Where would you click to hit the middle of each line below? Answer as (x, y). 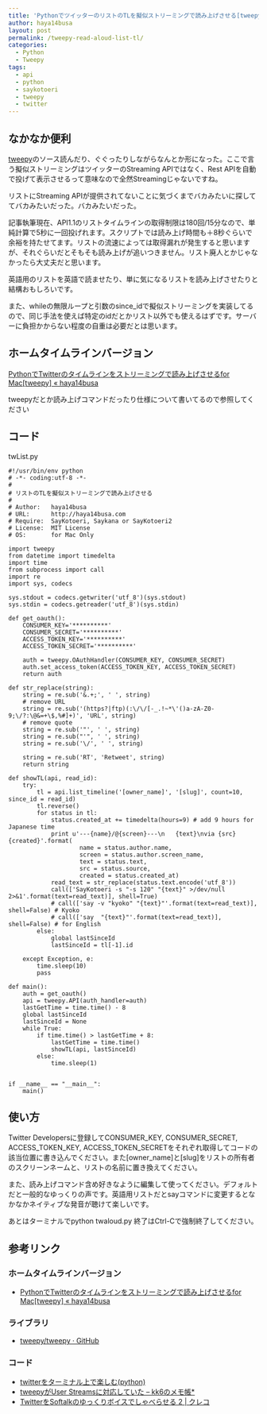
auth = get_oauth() (55, 994)
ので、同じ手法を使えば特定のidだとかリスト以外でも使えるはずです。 (122, 315)
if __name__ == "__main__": (55, 1084)
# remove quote (48, 722)
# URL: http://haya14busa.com (67, 514)
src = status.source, (115, 868)
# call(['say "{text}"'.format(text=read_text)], (136, 917)
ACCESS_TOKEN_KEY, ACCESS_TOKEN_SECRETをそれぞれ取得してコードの (133, 1148)
